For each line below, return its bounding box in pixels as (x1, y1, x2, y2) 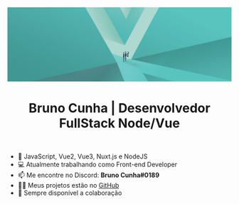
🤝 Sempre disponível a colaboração (17, 188, 122, 198)
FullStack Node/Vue (59, 115, 180, 131)
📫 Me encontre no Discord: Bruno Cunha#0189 (17, 171, 160, 180)
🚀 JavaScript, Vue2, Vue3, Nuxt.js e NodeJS (17, 152, 148, 161)
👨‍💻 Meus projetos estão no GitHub (17, 181, 119, 190)
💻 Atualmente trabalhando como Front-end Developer (17, 160, 178, 169)
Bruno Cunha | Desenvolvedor (28, 100, 211, 116)
